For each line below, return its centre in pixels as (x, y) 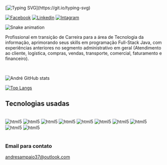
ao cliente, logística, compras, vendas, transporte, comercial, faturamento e (83, 53)
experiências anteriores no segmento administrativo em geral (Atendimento (83, 48)
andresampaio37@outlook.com (38, 157)
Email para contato (29, 146)
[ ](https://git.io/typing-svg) (48, 8)
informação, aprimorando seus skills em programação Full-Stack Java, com (83, 42)
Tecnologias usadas (37, 104)
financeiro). (17, 59)
